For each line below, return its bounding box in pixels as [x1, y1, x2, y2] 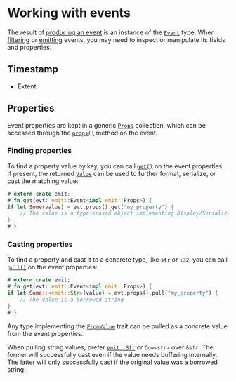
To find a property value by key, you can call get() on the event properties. [7, 161, 224, 170]
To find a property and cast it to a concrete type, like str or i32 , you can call [7, 255, 228, 264]
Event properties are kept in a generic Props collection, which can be [7, 121, 206, 129]
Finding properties [7, 146, 72, 156]
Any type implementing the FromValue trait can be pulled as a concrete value [7, 321, 228, 330]
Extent [17, 82, 37, 91]
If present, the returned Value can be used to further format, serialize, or [7, 169, 216, 178]
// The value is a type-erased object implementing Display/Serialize [20, 210, 231, 217]
